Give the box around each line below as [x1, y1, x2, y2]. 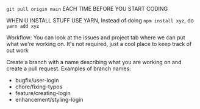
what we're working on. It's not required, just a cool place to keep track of [6, 41, 192, 47]
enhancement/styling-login [15, 96, 84, 103]
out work [6, 47, 29, 54]
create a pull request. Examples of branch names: [6, 65, 131, 72]
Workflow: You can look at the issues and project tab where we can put [6, 34, 185, 41]
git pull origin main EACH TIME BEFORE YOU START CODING [6, 5, 168, 12]
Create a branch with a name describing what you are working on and [6, 59, 182, 65]
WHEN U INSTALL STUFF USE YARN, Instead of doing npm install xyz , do [6, 17, 194, 24]
